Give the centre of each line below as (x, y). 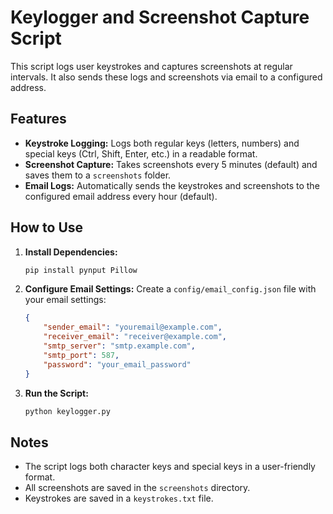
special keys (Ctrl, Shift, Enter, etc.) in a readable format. (141, 153)
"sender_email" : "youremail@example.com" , (133, 327)
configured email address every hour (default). (121, 196)
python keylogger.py (67, 411)
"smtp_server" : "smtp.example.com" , (119, 346)
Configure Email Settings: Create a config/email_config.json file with (170, 289)
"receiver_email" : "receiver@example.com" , (135, 337)
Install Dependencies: (71, 252)
